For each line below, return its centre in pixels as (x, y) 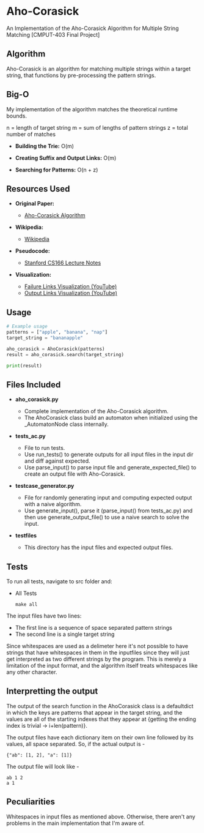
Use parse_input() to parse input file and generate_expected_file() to (110, 468)
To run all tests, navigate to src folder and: (59, 581)
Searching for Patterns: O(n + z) (56, 170)
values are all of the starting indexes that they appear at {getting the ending (101, 719)
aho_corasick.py (37, 400)
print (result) (24, 365)
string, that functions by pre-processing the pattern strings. (81, 75)
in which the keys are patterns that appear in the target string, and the (94, 712)
